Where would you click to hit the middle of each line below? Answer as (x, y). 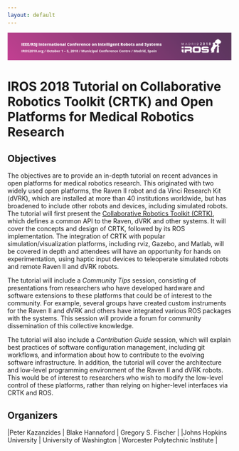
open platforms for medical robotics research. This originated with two (111, 183)
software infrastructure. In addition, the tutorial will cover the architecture (115, 363)
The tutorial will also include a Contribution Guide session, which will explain (119, 340)
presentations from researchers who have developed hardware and (106, 288)
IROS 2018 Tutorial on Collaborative (115, 87)
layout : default (31, 15)
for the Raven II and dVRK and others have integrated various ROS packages (119, 311)
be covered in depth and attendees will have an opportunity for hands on (114, 252)
